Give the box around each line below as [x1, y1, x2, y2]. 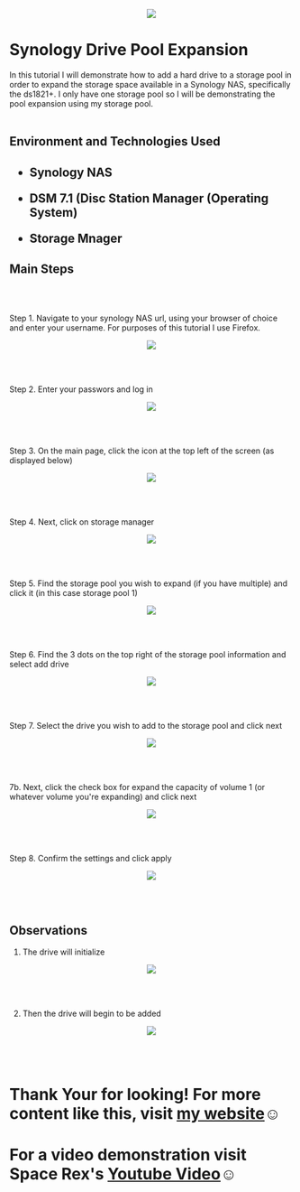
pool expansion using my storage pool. [9, 98, 153, 108]
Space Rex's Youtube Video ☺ [9, 1163, 237, 1184]
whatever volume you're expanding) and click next [9, 791, 197, 802]
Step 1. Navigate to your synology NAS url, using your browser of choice [9, 312, 277, 323]
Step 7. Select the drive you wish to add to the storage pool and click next [9, 720, 282, 731]
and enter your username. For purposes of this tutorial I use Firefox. [9, 321, 261, 333]
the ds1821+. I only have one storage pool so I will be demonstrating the [9, 88, 276, 99]
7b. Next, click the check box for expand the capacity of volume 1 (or [9, 781, 266, 792]
